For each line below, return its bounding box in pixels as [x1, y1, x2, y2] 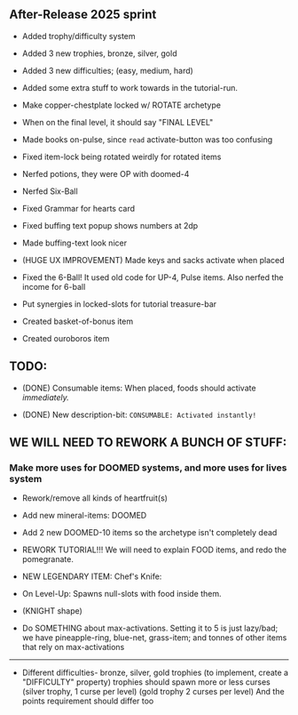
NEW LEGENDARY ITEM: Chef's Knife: [21, 571, 162, 582]
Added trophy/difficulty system [21, 30, 136, 41]
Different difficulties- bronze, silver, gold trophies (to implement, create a [21, 667, 289, 679]
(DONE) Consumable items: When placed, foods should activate [21, 382, 256, 393]
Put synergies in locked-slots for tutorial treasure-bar [21, 298, 217, 309]
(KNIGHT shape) [21, 606, 82, 616]
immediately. [21, 391, 69, 403]
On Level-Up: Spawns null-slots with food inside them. [21, 589, 222, 599]
